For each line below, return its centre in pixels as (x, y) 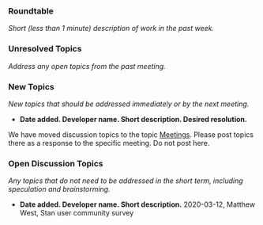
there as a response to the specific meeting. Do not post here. (109, 143)
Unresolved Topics (45, 49)
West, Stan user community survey (77, 213)
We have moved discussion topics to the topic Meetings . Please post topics (131, 134)
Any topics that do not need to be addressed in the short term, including (126, 181)
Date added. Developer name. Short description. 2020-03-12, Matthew (137, 204)
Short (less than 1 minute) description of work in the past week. (111, 29)
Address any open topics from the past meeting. (87, 66)
